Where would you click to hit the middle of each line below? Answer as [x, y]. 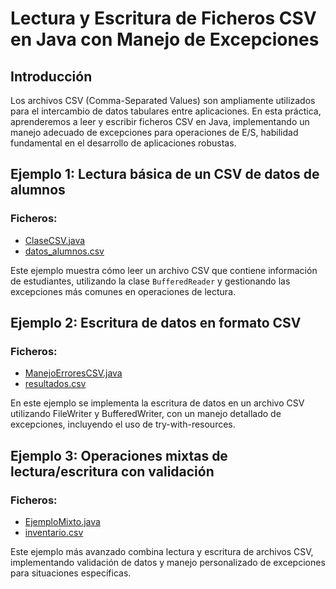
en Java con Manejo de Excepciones [165, 39]
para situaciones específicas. [71, 573]
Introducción [51, 76]
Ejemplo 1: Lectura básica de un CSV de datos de [165, 174]
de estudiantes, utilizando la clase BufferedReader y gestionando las [150, 281]
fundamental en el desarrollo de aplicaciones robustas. [123, 143]
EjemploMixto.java [62, 522]
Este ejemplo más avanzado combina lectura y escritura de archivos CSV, [162, 552]
